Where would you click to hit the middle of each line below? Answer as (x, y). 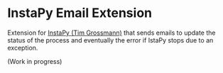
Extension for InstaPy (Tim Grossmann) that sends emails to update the (111, 33)
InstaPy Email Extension (80, 13)
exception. (23, 47)
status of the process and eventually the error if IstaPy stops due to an (110, 40)
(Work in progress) (35, 61)
